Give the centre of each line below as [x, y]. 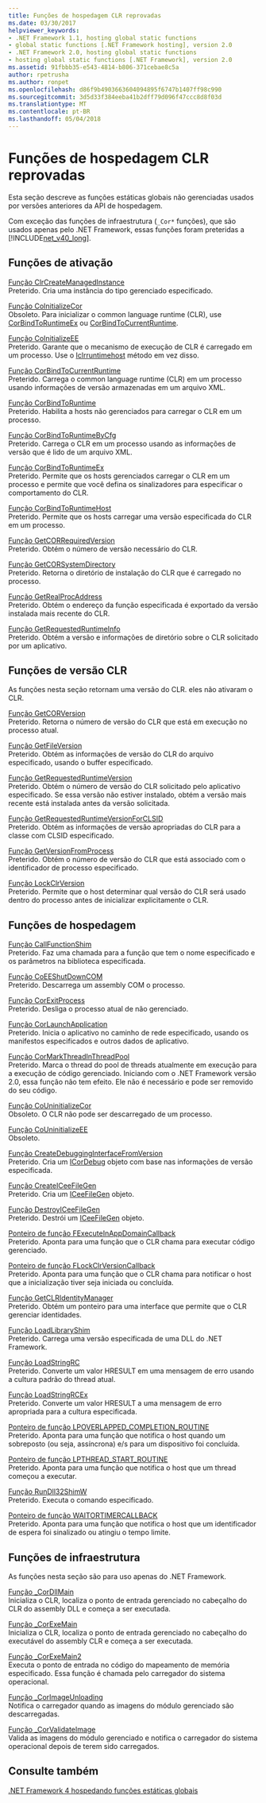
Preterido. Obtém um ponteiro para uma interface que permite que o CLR [128, 1306]
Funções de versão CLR [68, 671]
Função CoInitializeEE [44, 338]
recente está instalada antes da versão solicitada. [89, 803]
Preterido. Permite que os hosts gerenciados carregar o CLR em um [119, 476]
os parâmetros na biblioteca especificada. [77, 961]
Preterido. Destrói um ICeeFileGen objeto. [76, 1218]
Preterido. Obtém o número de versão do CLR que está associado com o [127, 860]
